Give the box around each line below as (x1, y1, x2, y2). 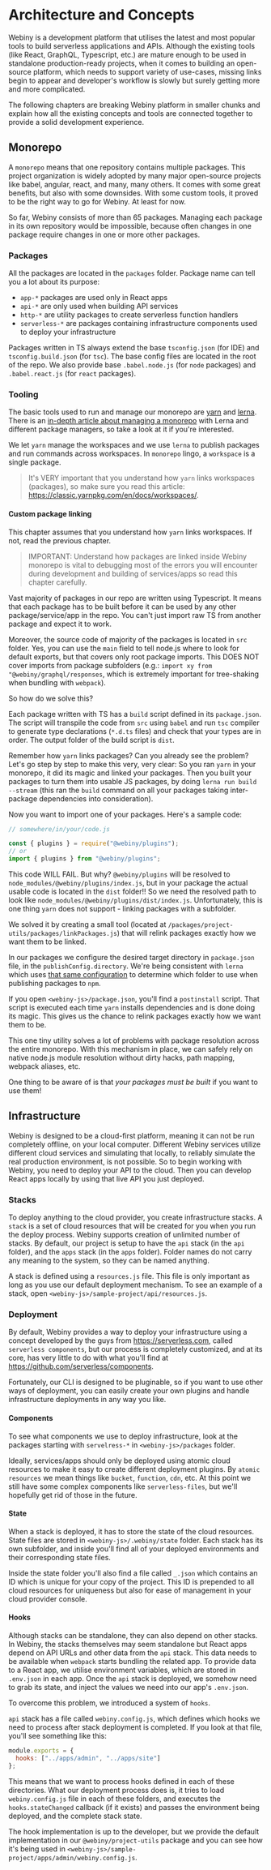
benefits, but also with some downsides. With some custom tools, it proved (8, 188, 259, 198)
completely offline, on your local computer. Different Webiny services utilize (8, 1139, 261, 1149)
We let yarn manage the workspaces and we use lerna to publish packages (8, 440, 260, 450)
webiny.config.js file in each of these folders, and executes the (8, 1794, 221, 1804)
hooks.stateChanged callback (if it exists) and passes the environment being (8, 1802, 260, 1812)
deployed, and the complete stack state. (8, 1811, 143, 1821)
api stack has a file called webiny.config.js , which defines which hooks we (8, 1713, 260, 1724)
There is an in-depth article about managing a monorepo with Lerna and (8, 416, 249, 426)
